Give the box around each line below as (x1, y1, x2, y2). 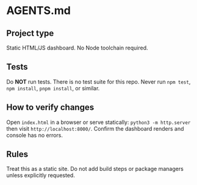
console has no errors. (6, 131, 63, 139)
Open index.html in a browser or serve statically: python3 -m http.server (6, 118, 191, 126)
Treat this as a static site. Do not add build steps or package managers (6, 165, 184, 173)
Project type (6, 28, 54, 38)
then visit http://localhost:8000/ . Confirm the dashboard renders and (6, 125, 184, 132)
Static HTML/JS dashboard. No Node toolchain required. (6, 44, 148, 51)
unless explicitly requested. (6, 172, 75, 179)
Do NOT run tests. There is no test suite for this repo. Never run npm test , (6, 78, 191, 85)
